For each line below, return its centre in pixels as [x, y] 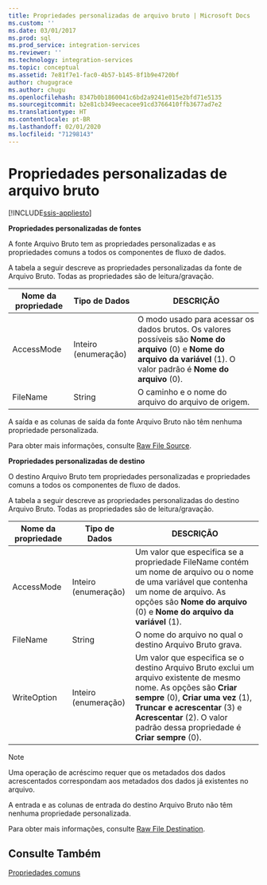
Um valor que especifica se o [190, 657]
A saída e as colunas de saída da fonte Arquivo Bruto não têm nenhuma [125, 421]
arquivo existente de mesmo [188, 677]
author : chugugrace [41, 82]
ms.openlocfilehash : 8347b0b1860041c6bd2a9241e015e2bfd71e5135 [115, 97]
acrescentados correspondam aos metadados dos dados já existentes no [128, 781]
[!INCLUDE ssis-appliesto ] [50, 213]
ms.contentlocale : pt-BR [49, 120]
